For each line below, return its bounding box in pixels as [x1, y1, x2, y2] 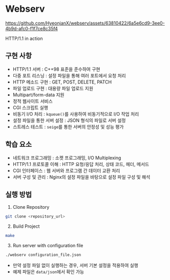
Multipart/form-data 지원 [12, 92, 65, 98]
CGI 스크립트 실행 [12, 104, 49, 111]
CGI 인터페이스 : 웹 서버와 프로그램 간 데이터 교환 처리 [12, 167, 120, 174]
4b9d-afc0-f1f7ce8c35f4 [5, 25, 58, 31]
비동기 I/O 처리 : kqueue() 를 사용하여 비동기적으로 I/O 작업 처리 [12, 111, 139, 117]
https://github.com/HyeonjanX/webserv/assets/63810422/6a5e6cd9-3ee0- [5, 20, 165, 26]
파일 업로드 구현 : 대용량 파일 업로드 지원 [12, 85, 94, 91]
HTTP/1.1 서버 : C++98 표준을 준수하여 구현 [12, 66, 100, 72]
